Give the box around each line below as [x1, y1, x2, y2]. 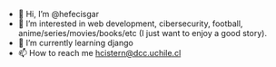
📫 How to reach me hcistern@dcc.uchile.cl [17, 48, 182, 58]
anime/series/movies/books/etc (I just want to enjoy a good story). [17, 28, 268, 38]
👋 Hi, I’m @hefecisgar [17, 9, 100, 19]
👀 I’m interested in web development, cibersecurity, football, [17, 18, 243, 29]
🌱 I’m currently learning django [17, 37, 133, 48]
